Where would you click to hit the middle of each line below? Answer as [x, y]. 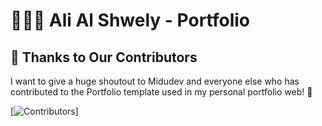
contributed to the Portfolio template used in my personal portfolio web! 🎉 [161, 92]
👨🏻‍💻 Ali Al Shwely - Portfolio [130, 20]
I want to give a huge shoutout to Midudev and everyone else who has [155, 81]
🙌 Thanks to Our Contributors [104, 57]
